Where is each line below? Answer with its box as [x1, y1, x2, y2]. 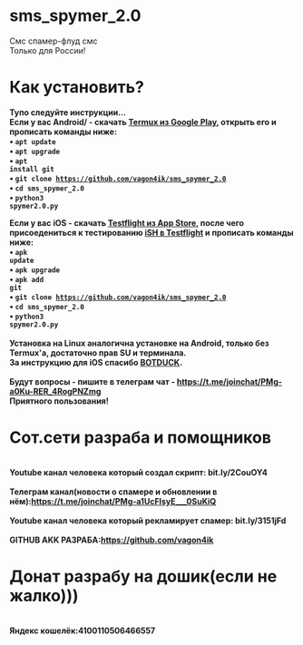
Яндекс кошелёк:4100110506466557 [9, 625, 156, 636]
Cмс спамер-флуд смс [9, 35, 98, 46]
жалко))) [9, 586, 79, 606]
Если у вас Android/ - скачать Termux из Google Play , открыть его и [9, 116, 277, 127]
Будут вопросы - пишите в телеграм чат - [9, 376, 175, 386]
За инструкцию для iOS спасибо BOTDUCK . [9, 357, 183, 367]
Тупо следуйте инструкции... [9, 106, 127, 118]
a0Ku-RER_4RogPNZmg [9, 386, 102, 396]
